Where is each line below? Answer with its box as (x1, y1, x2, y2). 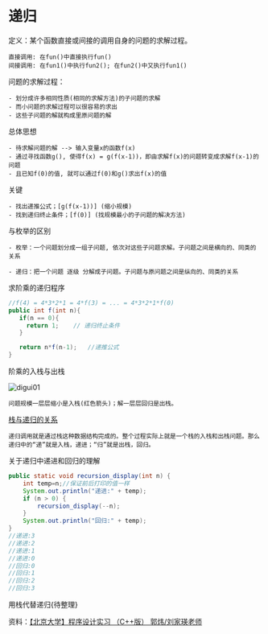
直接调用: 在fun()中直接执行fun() (8, 53, 112, 61)
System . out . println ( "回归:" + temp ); (23, 517, 147, 525)
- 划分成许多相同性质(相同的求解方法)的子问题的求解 (8, 94, 161, 102)
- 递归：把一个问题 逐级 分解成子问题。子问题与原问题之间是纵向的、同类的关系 (8, 267, 239, 276)
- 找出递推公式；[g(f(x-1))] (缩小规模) (8, 202, 133, 210)
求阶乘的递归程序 (8, 282, 65, 292)
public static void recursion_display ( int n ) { (8, 472, 171, 480)
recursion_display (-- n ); (37, 502, 121, 510)
